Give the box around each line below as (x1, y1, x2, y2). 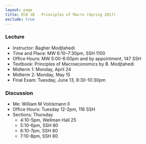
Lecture (5, 33, 25, 40)
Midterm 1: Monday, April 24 (12, 66, 71, 72)
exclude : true (5, 17, 35, 22)
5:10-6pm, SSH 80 (20, 122, 59, 128)
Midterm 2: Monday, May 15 (12, 71, 70, 78)
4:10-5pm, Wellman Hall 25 (20, 117, 77, 123)
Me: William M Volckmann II (12, 101, 70, 107)
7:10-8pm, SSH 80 (20, 133, 58, 139)
